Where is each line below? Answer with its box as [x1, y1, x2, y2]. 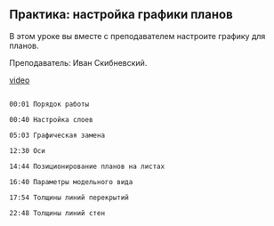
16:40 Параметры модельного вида [9, 177, 133, 186]
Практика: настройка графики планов [9, 7, 233, 22]
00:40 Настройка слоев [9, 115, 93, 124]
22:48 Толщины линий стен [9, 208, 105, 217]
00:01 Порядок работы [9, 100, 90, 109]
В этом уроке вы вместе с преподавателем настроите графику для [9, 30, 266, 41]
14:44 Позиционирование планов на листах [9, 162, 165, 171]
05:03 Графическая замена [9, 131, 105, 140]
